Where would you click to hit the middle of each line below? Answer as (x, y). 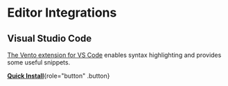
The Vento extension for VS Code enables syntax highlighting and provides (114, 55)
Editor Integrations (62, 13)
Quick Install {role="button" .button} (59, 76)
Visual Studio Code (50, 38)
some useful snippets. (39, 62)
